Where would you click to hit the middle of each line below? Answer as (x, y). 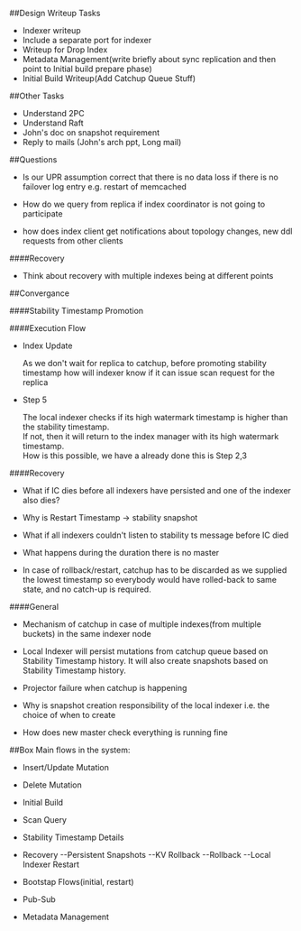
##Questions (33, 160)
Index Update (47, 346)
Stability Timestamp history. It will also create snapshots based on (145, 661)
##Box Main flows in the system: (70, 750)
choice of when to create (69, 715)
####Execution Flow (48, 328)
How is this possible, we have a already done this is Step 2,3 (135, 456)
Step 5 (35, 400)
